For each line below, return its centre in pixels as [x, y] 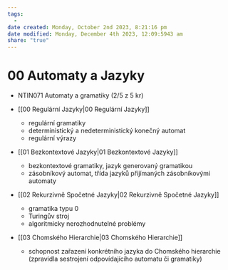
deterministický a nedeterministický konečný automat [107, 131]
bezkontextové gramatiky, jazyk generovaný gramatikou [110, 166]
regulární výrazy [52, 138]
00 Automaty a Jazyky [76, 76]
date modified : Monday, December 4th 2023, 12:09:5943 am [95, 34]
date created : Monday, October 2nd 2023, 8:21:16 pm [87, 27]
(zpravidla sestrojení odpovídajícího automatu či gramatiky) [115, 259]
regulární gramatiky [57, 123]
